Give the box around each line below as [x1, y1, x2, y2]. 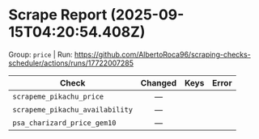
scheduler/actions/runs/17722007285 [8, 58, 134, 68]
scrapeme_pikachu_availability [12, 105, 134, 114]
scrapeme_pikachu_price [12, 91, 104, 101]
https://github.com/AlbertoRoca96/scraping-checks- [74, 49, 251, 59]
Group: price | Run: [8, 49, 73, 59]
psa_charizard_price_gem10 [12, 118, 117, 127]
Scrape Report [8, 6, 108, 24]
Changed [140, 77, 177, 88]
